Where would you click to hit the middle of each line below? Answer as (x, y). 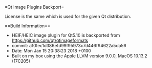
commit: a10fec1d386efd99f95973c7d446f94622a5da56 (69, 45)
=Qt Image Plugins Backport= (34, 7)
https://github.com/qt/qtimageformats (50, 40)
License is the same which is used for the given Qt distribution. (68, 16)
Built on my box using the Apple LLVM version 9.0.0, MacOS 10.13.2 (79, 56)
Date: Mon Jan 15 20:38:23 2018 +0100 (51, 51)
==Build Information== (28, 26)
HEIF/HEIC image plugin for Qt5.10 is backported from (66, 35)
